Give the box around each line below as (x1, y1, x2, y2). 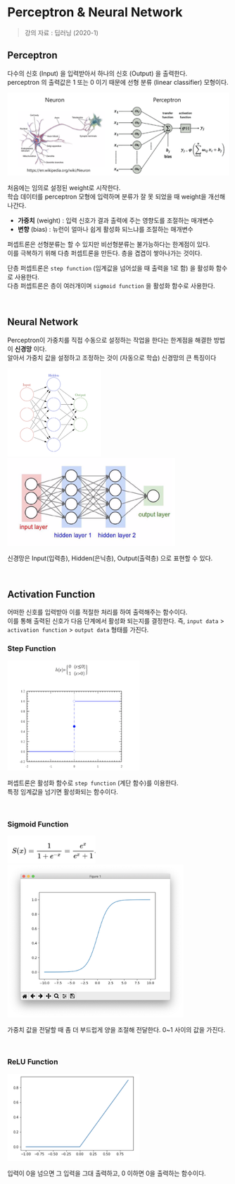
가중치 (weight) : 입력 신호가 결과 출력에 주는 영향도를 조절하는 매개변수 (17, 216, 215, 225)
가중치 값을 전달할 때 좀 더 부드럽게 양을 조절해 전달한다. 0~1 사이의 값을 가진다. (7, 1025, 226, 1034)
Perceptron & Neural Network (7, 4, 183, 20)
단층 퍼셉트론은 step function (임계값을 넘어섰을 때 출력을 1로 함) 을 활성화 (7, 264, 215, 272)
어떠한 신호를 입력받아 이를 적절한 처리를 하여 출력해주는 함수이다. (7, 608, 188, 617)
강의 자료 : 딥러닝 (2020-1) (24, 28, 99, 37)
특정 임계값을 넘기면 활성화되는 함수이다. (7, 788, 118, 796)
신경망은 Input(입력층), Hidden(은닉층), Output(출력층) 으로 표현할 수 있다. (7, 554, 213, 562)
